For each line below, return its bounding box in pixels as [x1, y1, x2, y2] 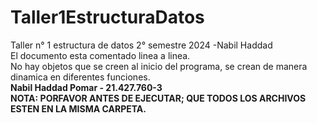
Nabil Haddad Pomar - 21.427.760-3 [10, 81, 163, 93]
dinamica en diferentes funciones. [10, 71, 151, 83]
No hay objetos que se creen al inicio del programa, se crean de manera [10, 60, 308, 72]
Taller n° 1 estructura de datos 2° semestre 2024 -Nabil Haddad [10, 39, 273, 51]
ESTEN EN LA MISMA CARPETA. [10, 102, 147, 115]
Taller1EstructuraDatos [10, 6, 205, 29]
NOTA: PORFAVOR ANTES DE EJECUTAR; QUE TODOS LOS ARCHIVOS [10, 92, 307, 104]
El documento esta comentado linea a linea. [10, 49, 191, 61]
